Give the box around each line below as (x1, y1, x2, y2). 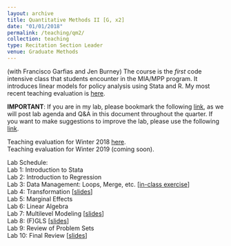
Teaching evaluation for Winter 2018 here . (7, 137, 126, 146)
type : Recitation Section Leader (7, 42, 103, 49)
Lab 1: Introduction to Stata (7, 166, 84, 174)
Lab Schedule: (7, 158, 48, 166)
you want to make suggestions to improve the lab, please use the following (7, 117, 219, 125)
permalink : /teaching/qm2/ (7, 29, 85, 36)
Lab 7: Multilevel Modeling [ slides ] (7, 209, 105, 217)
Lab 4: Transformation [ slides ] (7, 187, 93, 196)
